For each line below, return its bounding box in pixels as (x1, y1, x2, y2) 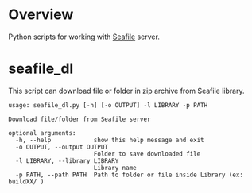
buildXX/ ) (8, 177, 45, 186)
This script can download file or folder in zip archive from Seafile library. (8, 86, 245, 95)
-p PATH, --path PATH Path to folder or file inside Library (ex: (15, 171, 244, 179)
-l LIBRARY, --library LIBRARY (15, 156, 119, 164)
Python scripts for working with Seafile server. (8, 32, 161, 41)
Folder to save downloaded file (93, 149, 201, 158)
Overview (8, 6, 74, 24)
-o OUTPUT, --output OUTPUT (15, 143, 109, 151)
